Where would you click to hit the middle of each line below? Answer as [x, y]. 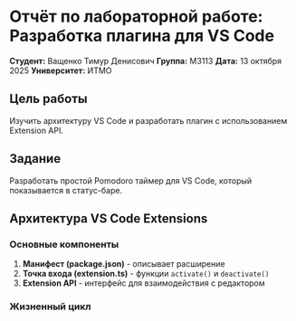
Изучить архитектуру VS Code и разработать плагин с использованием [148, 120]
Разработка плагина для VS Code [142, 36]
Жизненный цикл [50, 307]
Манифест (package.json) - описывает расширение [124, 264]
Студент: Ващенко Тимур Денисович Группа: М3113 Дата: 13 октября [146, 61]
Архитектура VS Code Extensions [109, 218]
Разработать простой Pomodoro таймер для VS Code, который [131, 180]
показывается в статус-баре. [66, 190]
